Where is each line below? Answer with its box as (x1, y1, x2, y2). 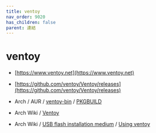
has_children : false (6, 19, 56, 25)
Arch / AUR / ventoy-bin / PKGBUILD (14, 98, 102, 105)
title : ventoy (6, 8, 41, 15)
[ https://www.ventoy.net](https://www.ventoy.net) (14, 69, 134, 76)
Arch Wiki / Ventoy (14, 109, 59, 117)
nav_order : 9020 (6, 14, 45, 20)
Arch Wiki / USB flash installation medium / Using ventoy (14, 121, 150, 128)
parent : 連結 (6, 24, 36, 31)
